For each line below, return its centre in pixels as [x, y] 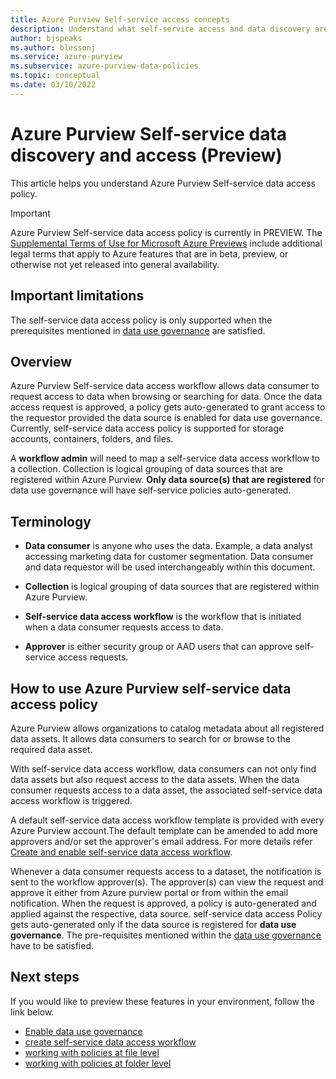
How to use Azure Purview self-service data [151, 688]
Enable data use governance [83, 1031]
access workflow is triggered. [71, 800]
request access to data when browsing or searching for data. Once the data [166, 397]
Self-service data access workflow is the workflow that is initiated [163, 617]
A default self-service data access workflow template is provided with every [167, 820]
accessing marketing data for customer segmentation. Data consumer [169, 557]
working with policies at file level [92, 1052]
